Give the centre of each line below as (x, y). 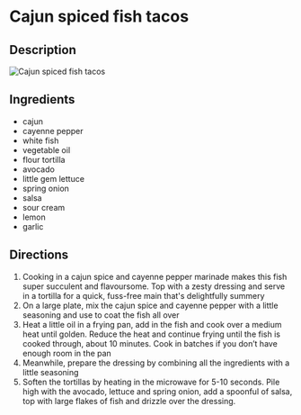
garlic (33, 226)
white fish (40, 140)
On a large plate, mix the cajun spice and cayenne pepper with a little (150, 305)
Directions (39, 255)
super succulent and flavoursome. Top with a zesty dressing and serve (154, 286)
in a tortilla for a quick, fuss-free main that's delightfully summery (143, 295)
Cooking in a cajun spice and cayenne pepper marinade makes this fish (155, 276)
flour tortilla (44, 159)
